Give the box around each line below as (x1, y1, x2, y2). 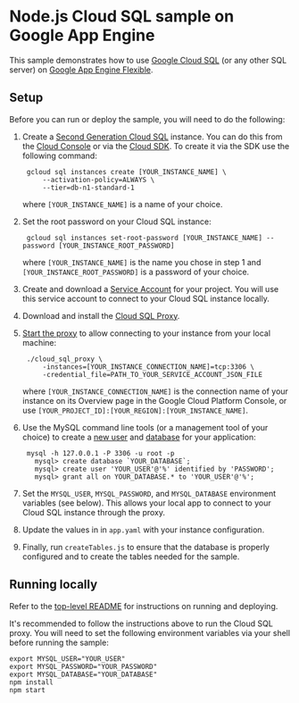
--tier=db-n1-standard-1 (42, 183, 136, 192)
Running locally (9, 577, 98, 592)
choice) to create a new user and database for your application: (21, 431, 256, 442)
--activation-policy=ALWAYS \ (42, 175, 155, 184)
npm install (9, 677, 54, 687)
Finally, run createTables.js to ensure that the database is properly (21, 541, 270, 552)
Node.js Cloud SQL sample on (9, 6, 235, 27)
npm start (9, 685, 46, 694)
